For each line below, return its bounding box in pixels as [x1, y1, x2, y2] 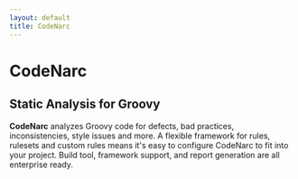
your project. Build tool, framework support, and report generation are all [9, 149, 280, 160]
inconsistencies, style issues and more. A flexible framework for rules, [9, 130, 271, 141]
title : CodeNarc [9, 22, 70, 31]
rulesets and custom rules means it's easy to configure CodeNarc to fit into [9, 139, 289, 150]
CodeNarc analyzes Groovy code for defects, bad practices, [9, 120, 235, 131]
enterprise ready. [9, 159, 74, 170]
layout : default [9, 13, 70, 23]
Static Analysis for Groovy [9, 97, 161, 112]
